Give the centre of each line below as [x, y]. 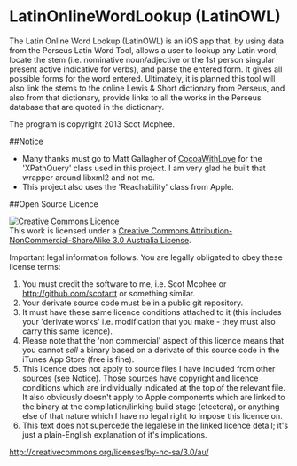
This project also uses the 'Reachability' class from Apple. [128, 186]
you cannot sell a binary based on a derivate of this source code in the [151, 350]
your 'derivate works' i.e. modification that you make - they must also [149, 321]
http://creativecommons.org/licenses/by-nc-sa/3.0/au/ [109, 452]
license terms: [35, 266]
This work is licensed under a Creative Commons [99, 230]
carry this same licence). [67, 331]
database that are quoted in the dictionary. [87, 107]
